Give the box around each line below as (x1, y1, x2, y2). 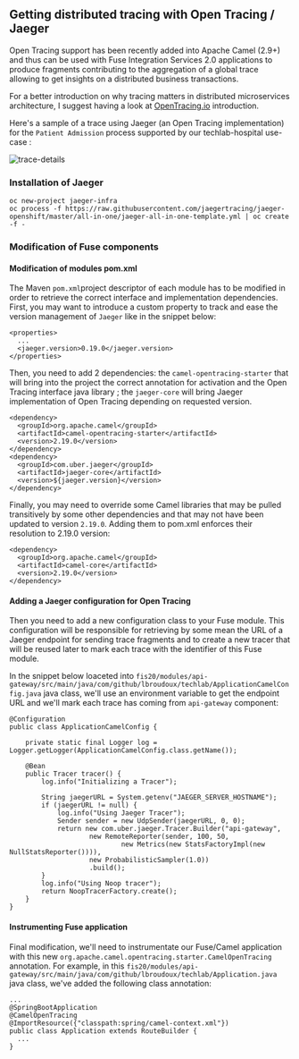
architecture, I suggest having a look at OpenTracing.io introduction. (9, 100, 260, 111)
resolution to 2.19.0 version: (9, 528, 111, 539)
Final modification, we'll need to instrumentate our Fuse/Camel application (9, 941, 283, 952)
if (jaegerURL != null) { (41, 801, 138, 810)
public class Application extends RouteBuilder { (9, 1026, 198, 1036)
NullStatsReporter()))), (9, 848, 102, 857)
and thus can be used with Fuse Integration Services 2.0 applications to (9, 54, 273, 65)
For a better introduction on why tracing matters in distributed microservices (9, 90, 290, 101)
